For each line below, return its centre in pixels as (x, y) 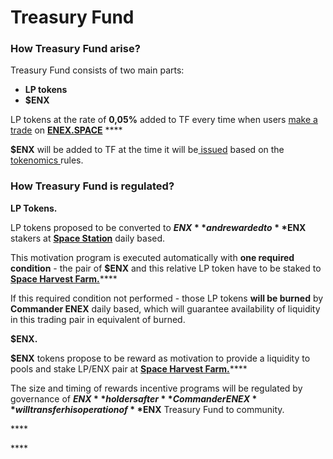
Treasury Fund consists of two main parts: (97, 70)
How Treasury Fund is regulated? (92, 186)
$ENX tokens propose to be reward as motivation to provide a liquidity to (160, 358)
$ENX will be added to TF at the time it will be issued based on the (147, 150)
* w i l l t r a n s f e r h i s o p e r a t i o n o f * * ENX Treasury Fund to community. (147, 409)
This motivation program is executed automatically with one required (152, 257)
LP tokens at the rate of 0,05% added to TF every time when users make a (164, 120)
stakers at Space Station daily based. (88, 238)
